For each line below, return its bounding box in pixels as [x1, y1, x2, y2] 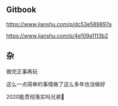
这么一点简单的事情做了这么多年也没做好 [6, 80, 105, 88]
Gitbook [6, 5, 37, 15]
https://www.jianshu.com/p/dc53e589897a [6, 20, 112, 27]
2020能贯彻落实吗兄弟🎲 [6, 93, 64, 100]
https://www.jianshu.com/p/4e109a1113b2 [6, 32, 108, 39]
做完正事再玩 [6, 68, 38, 75]
